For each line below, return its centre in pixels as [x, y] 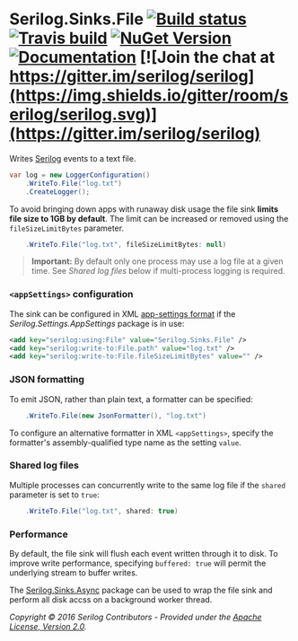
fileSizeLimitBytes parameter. [66, 228]
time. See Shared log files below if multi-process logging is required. [158, 271]
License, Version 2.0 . [48, 627]
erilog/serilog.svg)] [83, 114]
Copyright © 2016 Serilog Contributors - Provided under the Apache [136, 617]
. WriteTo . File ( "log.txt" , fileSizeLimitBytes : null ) [126, 244]
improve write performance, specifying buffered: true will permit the [138, 563]
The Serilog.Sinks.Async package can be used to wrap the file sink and [141, 590]
